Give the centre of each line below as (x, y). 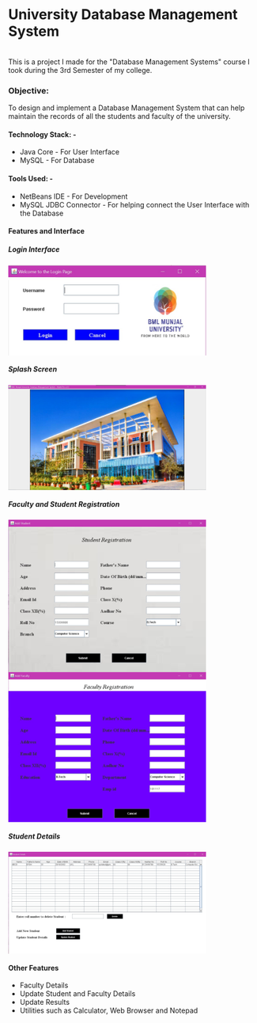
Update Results (44, 1002)
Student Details (34, 836)
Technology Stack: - (42, 134)
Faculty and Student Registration (64, 504)
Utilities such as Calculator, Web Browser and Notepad (109, 1010)
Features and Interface (47, 231)
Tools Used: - (31, 179)
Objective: (28, 90)
